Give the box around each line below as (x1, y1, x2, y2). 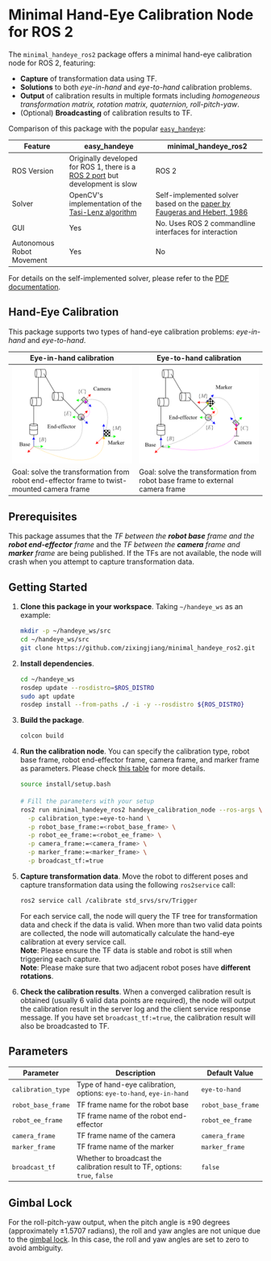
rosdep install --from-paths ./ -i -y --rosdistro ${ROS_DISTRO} (19, 700, 244, 709)
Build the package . (19, 716, 85, 725)
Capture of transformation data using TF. (19, 73, 157, 83)
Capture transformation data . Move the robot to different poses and (19, 871, 248, 881)
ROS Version (11, 166, 54, 176)
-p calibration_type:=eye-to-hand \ (27, 814, 151, 822)
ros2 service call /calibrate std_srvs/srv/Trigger (19, 896, 198, 904)
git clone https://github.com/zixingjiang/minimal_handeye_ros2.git (19, 644, 256, 652)
